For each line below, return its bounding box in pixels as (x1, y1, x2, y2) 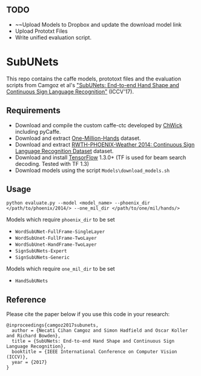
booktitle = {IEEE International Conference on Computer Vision (12, 349, 177, 355)
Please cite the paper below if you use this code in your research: (6, 311, 170, 318)
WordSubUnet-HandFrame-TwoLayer (15, 242, 97, 248)
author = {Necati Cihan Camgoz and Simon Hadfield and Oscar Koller (12, 328, 188, 334)
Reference (6, 294, 47, 305)
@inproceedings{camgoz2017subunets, (6, 322, 99, 329)
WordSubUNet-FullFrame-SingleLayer (15, 229, 105, 235)
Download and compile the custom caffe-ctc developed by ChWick (15, 121, 183, 129)
